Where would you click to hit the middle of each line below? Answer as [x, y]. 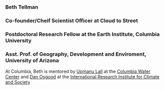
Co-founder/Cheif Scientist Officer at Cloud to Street [72, 20]
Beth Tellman [22, 7]
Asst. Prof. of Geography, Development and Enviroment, [76, 54]
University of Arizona [32, 60]
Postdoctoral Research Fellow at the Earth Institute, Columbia [82, 34]
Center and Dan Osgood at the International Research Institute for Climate [82, 77]
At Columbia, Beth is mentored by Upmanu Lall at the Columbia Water [78, 71]
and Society [18, 82]
